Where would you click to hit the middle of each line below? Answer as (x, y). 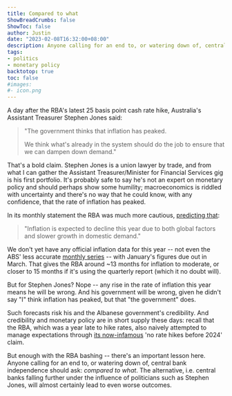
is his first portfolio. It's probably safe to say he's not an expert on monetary (115, 180)
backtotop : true (30, 71)
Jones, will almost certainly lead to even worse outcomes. (90, 385)
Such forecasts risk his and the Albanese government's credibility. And (108, 313)
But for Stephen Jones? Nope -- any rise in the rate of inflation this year (109, 285)
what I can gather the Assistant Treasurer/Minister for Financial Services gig (115, 173)
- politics (23, 59)
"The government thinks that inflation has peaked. (95, 131)
